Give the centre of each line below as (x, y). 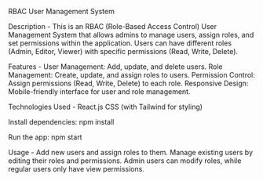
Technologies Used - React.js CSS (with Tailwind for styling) (105, 107)
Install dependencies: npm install (61, 122)
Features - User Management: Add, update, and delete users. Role (115, 67)
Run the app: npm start (45, 137)
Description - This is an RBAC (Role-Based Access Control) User (113, 26)
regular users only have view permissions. (77, 169)
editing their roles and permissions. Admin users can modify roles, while (125, 161)
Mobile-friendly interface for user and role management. (99, 92)
